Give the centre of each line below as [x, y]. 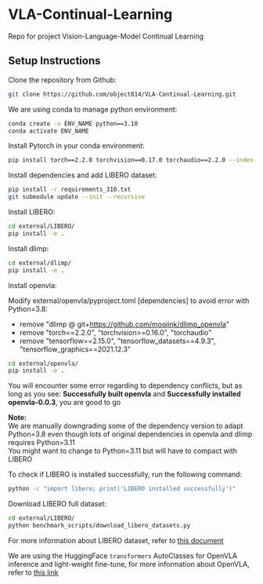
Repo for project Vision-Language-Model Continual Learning [106, 36]
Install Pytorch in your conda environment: [76, 146]
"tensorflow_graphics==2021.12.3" [75, 349]
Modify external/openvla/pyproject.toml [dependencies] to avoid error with [129, 301]
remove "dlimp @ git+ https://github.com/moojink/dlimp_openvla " [124, 324]
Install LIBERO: [32, 212]
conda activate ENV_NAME [49, 131]
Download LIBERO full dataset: [58, 504]
